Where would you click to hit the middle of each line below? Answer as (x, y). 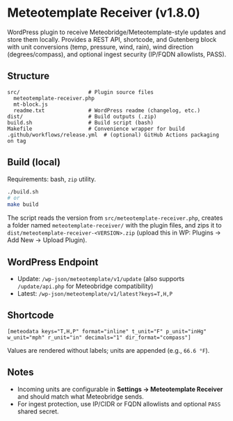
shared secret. (38, 411)
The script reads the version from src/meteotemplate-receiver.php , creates (115, 218)
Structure (29, 76)
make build (23, 205)
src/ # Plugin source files (81, 92)
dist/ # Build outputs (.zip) (82, 116)
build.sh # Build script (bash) (81, 122)
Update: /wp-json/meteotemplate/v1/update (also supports (101, 279)
